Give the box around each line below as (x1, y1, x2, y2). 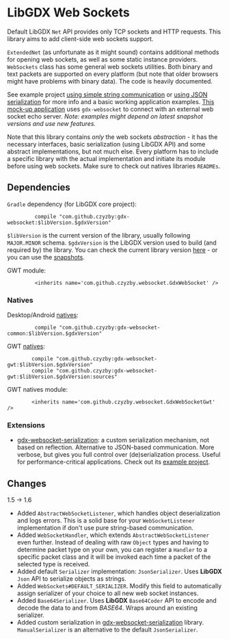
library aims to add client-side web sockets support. (7, 34, 154, 42)
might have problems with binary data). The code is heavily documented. (7, 77, 213, 85)
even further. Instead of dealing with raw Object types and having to (16, 538, 209, 547)
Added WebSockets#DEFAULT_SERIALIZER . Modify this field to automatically (16, 582, 222, 590)
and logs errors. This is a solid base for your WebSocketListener (16, 516, 196, 525)
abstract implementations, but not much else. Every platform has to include (7, 147, 219, 155)
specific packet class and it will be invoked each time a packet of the (16, 553, 211, 561)
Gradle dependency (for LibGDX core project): (7, 200, 137, 208)
